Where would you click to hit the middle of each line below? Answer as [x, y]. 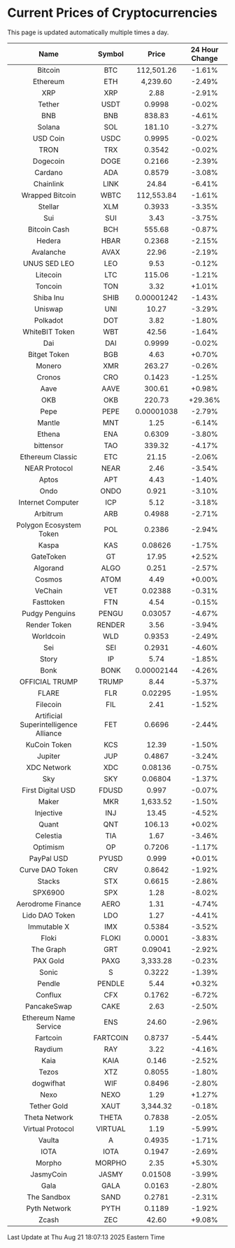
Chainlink [49, 183]
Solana [49, 127]
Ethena [49, 434]
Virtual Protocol [49, 1128]
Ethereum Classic [49, 456]
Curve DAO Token [49, 869]
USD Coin [49, 138]
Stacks [49, 881]
